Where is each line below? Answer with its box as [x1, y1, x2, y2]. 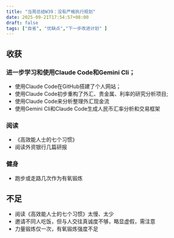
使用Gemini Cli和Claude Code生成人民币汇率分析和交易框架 [14, 105, 160, 112]
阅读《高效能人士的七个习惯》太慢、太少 [14, 211, 114, 218]
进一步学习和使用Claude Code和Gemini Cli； [6, 68, 135, 76]
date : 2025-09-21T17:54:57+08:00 [6, 14, 89, 20]
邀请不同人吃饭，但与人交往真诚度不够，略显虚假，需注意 [14, 218, 156, 225]
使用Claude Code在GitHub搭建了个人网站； [14, 83, 122, 90]
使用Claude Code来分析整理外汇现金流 [14, 98, 110, 105]
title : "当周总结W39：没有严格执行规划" [6, 8, 96, 15]
